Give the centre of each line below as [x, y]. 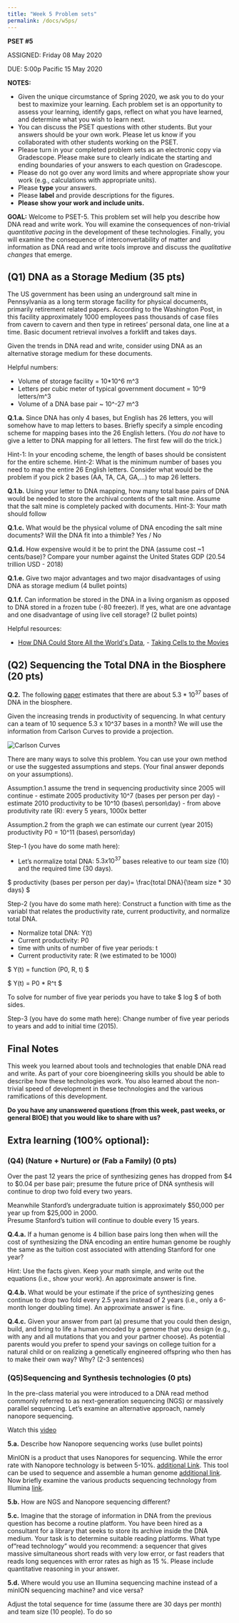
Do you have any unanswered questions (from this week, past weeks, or [117, 1110]
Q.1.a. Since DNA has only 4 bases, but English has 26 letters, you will [110, 418]
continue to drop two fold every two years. [70, 1191]
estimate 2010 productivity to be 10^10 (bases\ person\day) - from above [114, 803]
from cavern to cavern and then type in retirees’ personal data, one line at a [118, 324]
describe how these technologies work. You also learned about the [106, 1081]
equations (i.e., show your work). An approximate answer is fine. [102, 1278]
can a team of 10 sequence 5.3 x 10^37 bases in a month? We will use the [115, 723]
